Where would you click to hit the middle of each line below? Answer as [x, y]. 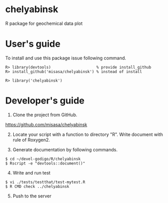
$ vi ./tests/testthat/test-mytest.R [45, 182]
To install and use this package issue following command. [66, 58]
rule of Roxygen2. [31, 140]
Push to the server [32, 196]
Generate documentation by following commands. [65, 149]
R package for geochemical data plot [44, 23]
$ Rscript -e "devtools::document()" [45, 163]
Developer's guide [45, 101]
